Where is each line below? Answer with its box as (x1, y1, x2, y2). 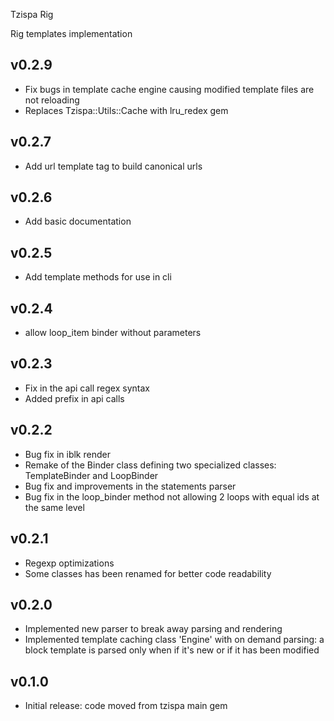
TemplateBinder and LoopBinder (24, 469, 159, 481)
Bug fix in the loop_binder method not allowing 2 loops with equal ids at (24, 490, 320, 503)
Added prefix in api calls (24, 392, 125, 404)
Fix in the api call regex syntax (24, 382, 150, 394)
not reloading (24, 94, 80, 106)
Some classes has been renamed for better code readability (24, 567, 272, 579)
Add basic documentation (24, 215, 132, 228)
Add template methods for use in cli (24, 271, 172, 283)
